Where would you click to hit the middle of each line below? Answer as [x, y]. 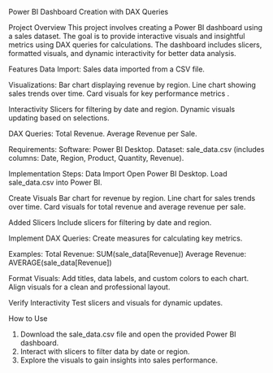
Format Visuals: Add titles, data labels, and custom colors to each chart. [129, 278]
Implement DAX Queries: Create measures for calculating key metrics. [126, 238]
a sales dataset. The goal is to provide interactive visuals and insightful [127, 36]
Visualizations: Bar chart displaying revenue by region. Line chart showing [132, 85]
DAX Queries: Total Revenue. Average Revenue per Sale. [103, 134]
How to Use [28, 319]
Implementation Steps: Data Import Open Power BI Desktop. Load [118, 173]
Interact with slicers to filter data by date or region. [105, 351]
